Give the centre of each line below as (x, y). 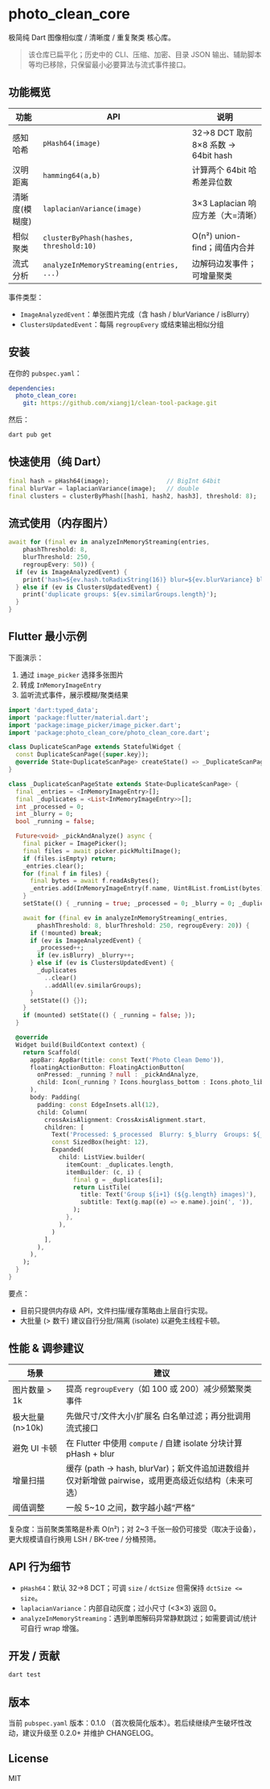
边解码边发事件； (224, 263)
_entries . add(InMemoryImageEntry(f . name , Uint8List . (120, 888)
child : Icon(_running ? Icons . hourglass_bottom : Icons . (134, 1083)
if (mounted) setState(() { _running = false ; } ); (109, 1016)
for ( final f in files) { (66, 874)
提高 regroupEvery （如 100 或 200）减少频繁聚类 (159, 1389)
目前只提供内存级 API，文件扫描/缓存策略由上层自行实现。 (116, 1311)
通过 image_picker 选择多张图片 (72, 674)
